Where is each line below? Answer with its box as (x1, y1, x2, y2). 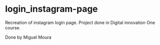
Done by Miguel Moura (5, 34, 52, 40)
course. (5, 24, 21, 30)
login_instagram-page (5, 3, 98, 15)
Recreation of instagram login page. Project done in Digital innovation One (5, 20, 156, 25)
